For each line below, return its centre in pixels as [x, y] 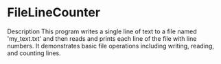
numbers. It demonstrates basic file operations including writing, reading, [111, 46]
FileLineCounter [54, 13]
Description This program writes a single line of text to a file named [102, 31]
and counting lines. [34, 53]
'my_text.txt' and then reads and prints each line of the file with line [102, 38]
